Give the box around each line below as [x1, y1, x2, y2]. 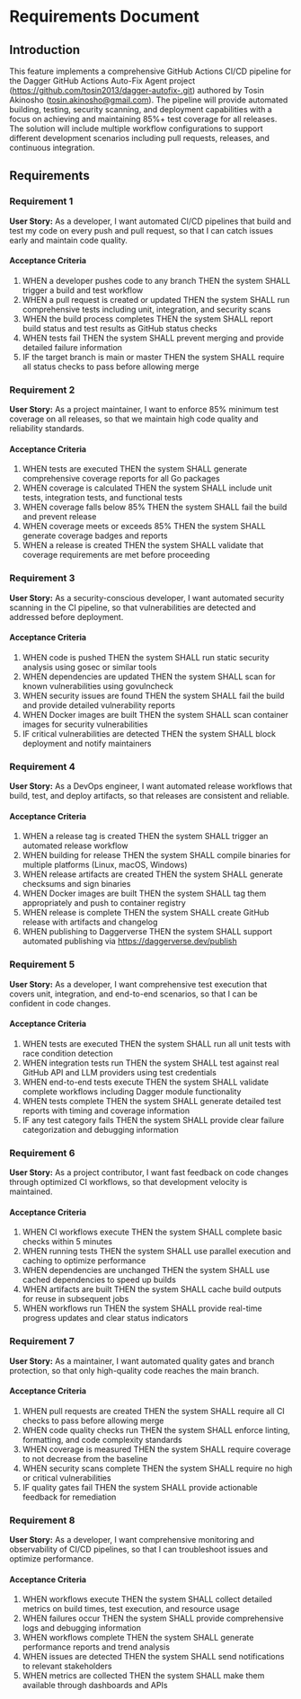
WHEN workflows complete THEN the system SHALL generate [22, 1633, 254, 1643]
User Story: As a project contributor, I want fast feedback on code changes [9, 1167, 289, 1178]
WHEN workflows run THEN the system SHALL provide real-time [22, 1303, 262, 1314]
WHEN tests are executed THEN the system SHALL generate [22, 464, 247, 474]
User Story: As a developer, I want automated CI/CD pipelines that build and [9, 216, 292, 226]
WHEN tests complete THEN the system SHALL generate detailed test [22, 1095, 281, 1106]
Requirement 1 [9, 195, 74, 208]
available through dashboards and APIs [22, 1680, 168, 1691]
